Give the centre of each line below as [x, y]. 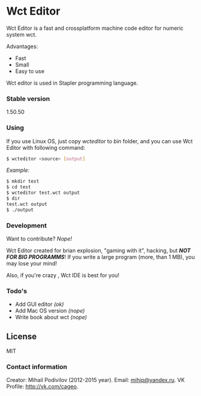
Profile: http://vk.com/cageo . [43, 387]
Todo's [17, 291]
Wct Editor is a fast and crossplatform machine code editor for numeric [95, 28]
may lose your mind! [32, 263]
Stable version [28, 99]
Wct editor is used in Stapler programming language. [72, 83]
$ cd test [19, 187]
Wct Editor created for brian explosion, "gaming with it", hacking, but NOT [99, 250]
